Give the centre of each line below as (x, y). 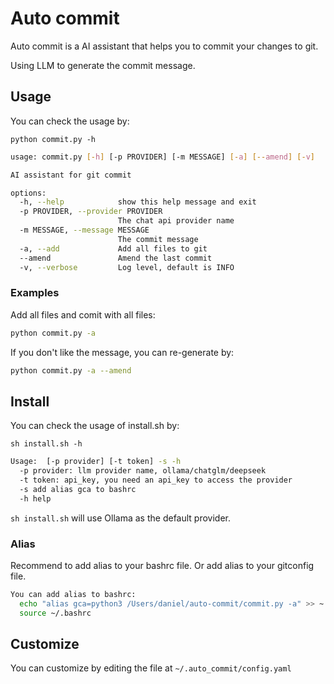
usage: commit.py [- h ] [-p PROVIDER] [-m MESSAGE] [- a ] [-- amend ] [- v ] (162, 157)
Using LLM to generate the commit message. (103, 65)
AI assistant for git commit (71, 175)
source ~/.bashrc (55, 613)
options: (28, 193)
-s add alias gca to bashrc (78, 489)
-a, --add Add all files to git (113, 248)
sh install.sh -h (46, 444)
